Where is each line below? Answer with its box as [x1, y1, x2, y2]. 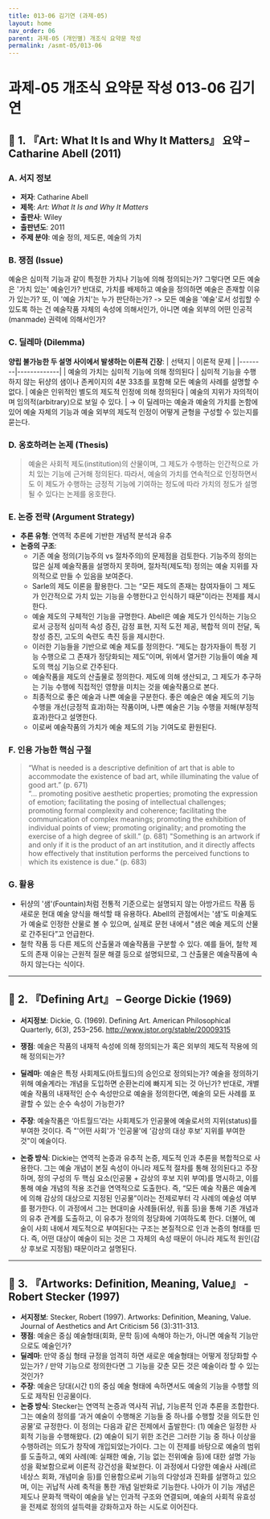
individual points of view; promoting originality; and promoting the [27, 823, 247, 833]
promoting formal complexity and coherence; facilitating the [27, 806, 227, 816]
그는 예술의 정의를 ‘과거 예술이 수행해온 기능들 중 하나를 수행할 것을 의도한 [19, 1411, 252, 1422]
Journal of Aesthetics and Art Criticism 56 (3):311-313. [19, 1322, 199, 1331]
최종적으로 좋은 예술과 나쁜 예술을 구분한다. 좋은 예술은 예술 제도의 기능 [31, 692, 256, 702]
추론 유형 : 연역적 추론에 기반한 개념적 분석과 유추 [19, 531, 173, 540]
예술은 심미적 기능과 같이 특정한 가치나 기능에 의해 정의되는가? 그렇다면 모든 [8, 275, 246, 284]
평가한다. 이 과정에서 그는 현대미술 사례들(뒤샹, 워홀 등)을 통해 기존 [28, 1203, 237, 1213]
